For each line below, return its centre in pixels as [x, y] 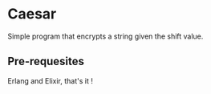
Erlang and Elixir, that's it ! [50, 80]
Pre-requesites [46, 61]
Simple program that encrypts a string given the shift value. [105, 36]
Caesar [32, 14]
